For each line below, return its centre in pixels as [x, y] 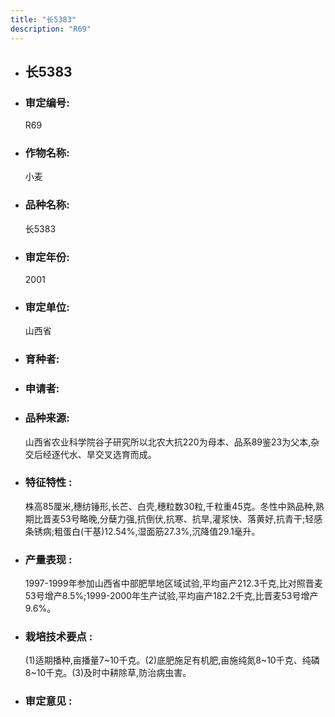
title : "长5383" [43, 19]
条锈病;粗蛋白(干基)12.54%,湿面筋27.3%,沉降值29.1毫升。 [142, 531]
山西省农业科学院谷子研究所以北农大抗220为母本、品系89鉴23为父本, [168, 442]
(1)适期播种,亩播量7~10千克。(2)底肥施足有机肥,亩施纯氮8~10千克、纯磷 [172, 660]
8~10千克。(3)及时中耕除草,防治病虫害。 [108, 673]
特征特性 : [48, 483]
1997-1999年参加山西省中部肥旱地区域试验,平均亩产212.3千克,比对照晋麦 [173, 583]
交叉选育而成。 [125, 454]
